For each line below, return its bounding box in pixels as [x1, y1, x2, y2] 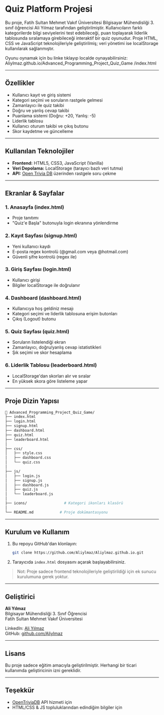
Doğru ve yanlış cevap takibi [12, 108, 69, 113]
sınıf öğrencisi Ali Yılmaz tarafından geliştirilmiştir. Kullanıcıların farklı [5, 24, 143, 30]
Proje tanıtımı [12, 215, 39, 221]
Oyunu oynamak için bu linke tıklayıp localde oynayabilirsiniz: [5, 55, 128, 61]
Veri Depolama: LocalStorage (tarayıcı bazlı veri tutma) [12, 165, 123, 171]
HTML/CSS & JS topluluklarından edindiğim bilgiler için [12, 704, 123, 710]
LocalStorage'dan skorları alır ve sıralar [12, 373, 91, 379]
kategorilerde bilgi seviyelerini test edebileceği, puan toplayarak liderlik [5, 30, 148, 36]
